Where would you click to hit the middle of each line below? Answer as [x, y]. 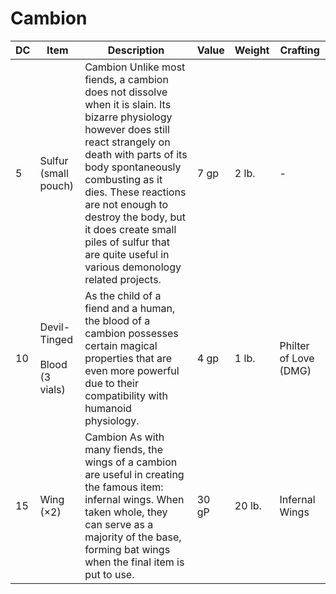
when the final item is [134, 562]
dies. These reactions [135, 192]
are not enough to [126, 204]
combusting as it [123, 179]
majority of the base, [133, 537]
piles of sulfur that [127, 242]
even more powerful [132, 370]
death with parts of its [136, 154]
